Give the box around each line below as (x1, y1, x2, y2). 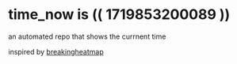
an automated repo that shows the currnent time (8, 32, 166, 41)
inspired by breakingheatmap (8, 47, 105, 56)
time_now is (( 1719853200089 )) (8, 6, 231, 24)
